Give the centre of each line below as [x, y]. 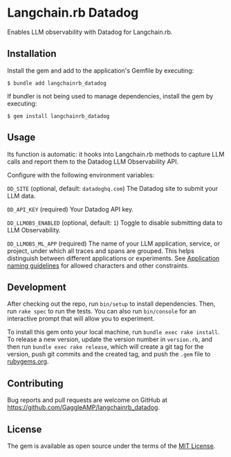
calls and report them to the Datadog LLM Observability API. [93, 162]
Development [37, 287]
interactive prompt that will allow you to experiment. [81, 319]
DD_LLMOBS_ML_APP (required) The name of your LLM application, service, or [113, 243]
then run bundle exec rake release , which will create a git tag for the [105, 347]
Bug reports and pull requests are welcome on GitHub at [87, 400]
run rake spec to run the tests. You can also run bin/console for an [102, 311]
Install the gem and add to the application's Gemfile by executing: [101, 70]
